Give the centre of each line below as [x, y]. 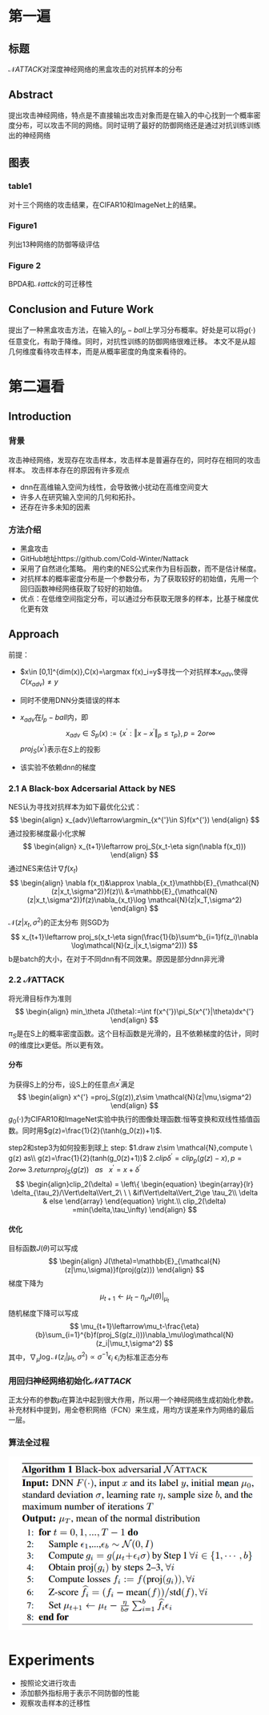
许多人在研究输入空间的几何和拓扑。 [80, 496]
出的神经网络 [29, 135]
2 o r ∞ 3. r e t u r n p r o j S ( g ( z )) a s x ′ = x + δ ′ [75, 1170]
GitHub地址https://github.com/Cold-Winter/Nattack [104, 558]
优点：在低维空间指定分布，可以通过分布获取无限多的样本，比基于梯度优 [139, 598]
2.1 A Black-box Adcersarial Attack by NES [92, 788]
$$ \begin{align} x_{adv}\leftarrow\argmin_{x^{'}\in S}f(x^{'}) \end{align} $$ [134, 820]
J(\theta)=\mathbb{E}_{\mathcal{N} [162, 1261]
